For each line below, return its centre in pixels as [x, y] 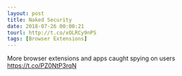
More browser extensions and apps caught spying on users [91, 58]
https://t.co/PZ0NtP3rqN [42, 66]
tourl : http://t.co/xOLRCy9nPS [52, 33]
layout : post [26, 13]
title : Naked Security [39, 20]
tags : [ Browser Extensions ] [47, 39]
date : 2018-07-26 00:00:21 [46, 26]
